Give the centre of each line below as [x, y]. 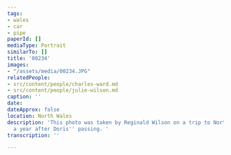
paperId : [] [24, 39]
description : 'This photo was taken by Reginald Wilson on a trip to [109, 122]
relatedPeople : [29, 77]
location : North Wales [40, 116]
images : [18, 65]
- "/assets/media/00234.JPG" [49, 71]
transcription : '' [33, 135]
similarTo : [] [27, 52]
